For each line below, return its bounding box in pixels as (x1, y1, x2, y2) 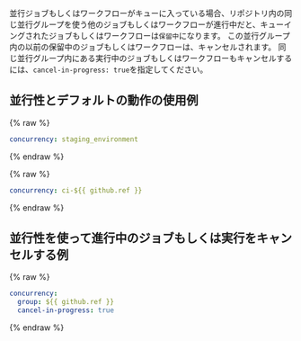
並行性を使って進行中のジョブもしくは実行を (9, 230, 257, 246)
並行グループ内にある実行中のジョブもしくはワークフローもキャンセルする (16, 53, 293, 63)
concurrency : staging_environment (9, 134, 139, 144)
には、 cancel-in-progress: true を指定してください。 (9, 64, 208, 75)
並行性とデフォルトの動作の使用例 (9, 93, 199, 108)
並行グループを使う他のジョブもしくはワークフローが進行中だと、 (16, 19, 261, 30)
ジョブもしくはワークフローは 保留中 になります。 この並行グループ (48, 31, 290, 40)
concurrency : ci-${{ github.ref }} (9, 185, 143, 195)
